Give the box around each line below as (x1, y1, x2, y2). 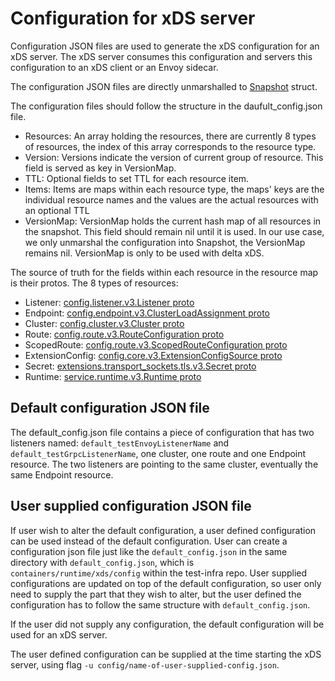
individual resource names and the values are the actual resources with (24, 193, 319, 206)
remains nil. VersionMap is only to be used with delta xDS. (24, 247, 265, 259)
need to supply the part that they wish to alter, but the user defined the (10, 588, 302, 600)
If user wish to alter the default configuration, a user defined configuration (10, 524, 317, 536)
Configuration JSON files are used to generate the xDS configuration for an (10, 40, 320, 52)
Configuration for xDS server (10, 7, 256, 30)
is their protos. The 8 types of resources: (10, 277, 179, 289)
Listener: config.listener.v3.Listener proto (24, 296, 195, 308)
